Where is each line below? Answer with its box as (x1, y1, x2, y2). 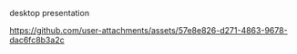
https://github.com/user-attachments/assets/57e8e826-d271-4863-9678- (9, 25, 289, 35)
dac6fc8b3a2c (9, 35, 66, 45)
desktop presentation (9, 8, 89, 18)
